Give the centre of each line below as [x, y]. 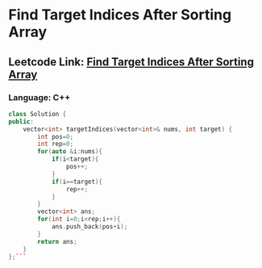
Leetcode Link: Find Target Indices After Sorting [131, 62]
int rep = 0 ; [56, 144]
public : [21, 121]
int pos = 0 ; [56, 136]
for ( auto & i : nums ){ [70, 152]
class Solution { [37, 114]
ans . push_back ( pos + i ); [89, 227]
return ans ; [58, 241]
